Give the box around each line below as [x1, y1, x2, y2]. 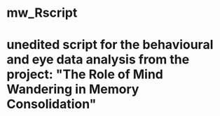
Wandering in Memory [6, 82, 139, 97]
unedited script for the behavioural [6, 37, 214, 53]
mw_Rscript [6, 5, 78, 21]
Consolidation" [6, 96, 97, 113]
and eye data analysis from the [6, 52, 190, 68]
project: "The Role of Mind [6, 66, 164, 82]
